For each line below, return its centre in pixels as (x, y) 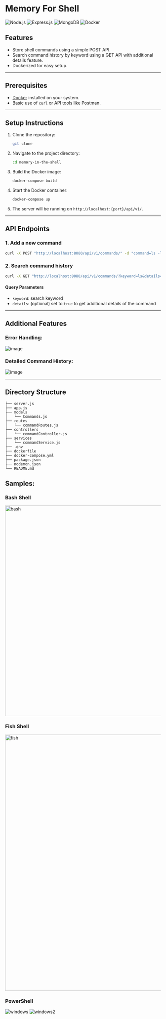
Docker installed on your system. (46, 97)
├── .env (14, 447)
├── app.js (16, 408)
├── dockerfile (21, 451)
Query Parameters (24, 287)
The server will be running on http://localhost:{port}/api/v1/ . (78, 208)
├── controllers (22, 429)
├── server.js (20, 404)
